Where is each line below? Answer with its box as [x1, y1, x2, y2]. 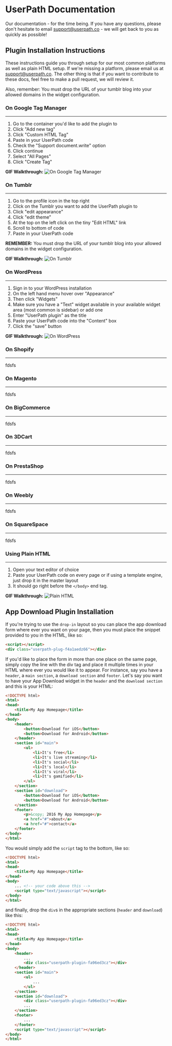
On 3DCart [5, 433, 32, 441]
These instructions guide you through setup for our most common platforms [5, 60, 166, 66]
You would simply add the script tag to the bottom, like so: [5, 845, 130, 851]
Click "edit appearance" [12, 209, 63, 215]
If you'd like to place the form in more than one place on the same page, [5, 656, 157, 662]
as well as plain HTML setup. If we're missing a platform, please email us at [5, 65, 164, 71]
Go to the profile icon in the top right [12, 198, 90, 204]
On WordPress [5, 269, 42, 276]
